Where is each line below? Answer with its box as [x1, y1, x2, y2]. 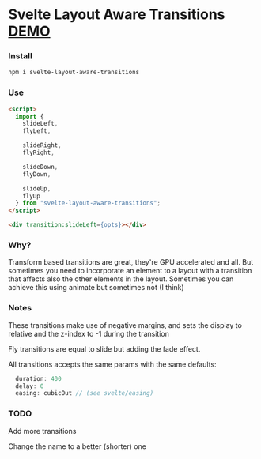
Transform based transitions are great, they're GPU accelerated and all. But [8, 258, 254, 267]
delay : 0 [15, 382, 44, 390]
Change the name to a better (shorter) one [8, 441, 146, 451]
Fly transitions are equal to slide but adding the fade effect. [8, 344, 201, 353]
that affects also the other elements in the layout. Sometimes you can [8, 274, 234, 284]
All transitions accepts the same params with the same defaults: [8, 359, 217, 369]
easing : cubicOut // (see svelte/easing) [15, 389, 154, 397]
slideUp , [22, 184, 51, 193]
